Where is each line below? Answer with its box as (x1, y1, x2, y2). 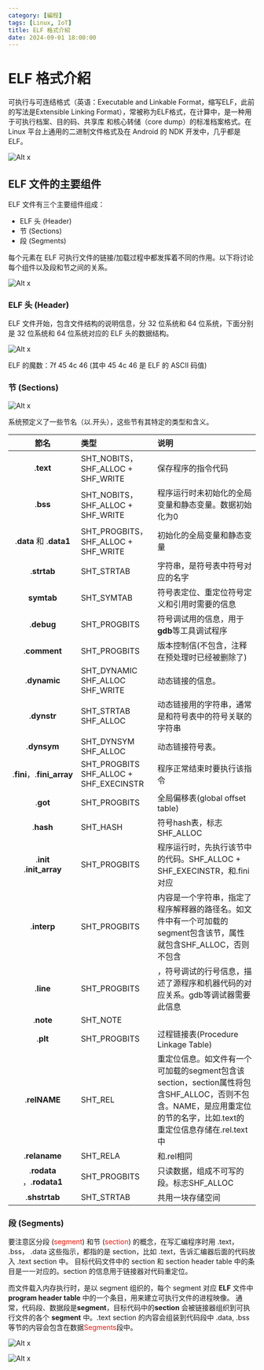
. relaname (23, 1150, 62, 1161)
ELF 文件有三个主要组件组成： (8, 200, 105, 209)
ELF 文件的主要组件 (8, 177, 101, 191)
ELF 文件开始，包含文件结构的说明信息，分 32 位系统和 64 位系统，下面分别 (8, 319, 254, 328)
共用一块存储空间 (156, 1192, 221, 1203)
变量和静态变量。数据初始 (156, 499, 252, 510)
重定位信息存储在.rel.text (156, 1124, 248, 1135)
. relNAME (24, 1094, 61, 1105)
